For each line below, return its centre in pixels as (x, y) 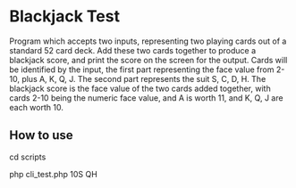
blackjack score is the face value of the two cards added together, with (140, 88)
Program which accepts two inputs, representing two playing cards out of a (148, 41)
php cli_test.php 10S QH (54, 174)
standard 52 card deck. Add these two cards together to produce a (133, 50)
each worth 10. (37, 107)
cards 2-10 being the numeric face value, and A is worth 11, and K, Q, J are (146, 98)
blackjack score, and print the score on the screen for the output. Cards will (148, 60)
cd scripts (28, 157)
